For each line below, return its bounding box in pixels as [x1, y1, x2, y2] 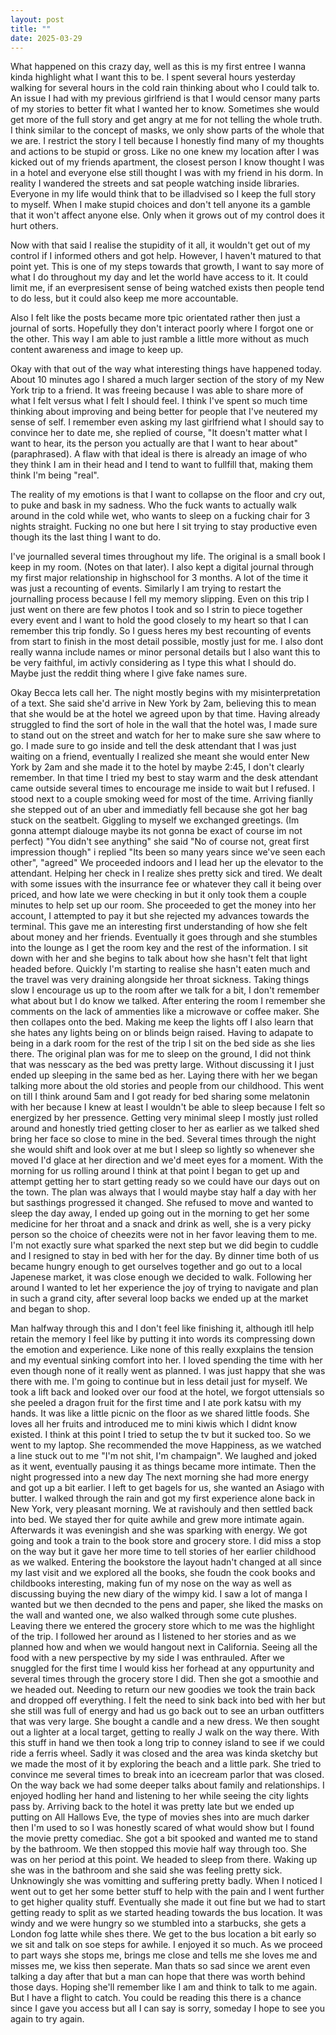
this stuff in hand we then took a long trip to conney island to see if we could [10, 1737, 325, 1749]
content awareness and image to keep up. [10, 344, 184, 356]
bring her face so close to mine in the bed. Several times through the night [10, 1133, 317, 1145]
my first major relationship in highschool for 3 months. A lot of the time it [10, 572, 309, 584]
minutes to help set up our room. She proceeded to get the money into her [10, 899, 317, 911]
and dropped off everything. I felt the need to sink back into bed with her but [10, 1694, 326, 1706]
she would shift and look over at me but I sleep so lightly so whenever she [10, 1144, 315, 1156]
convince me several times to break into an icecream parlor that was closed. [10, 1769, 325, 1781]
